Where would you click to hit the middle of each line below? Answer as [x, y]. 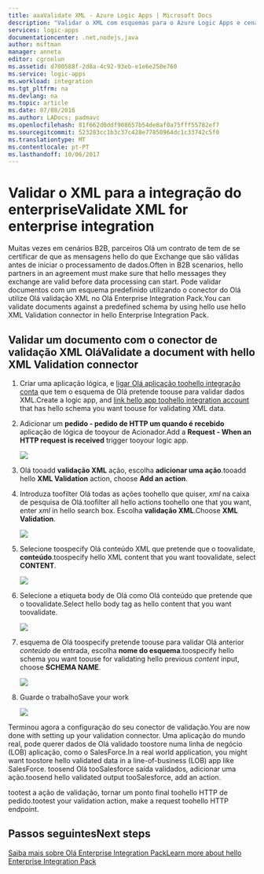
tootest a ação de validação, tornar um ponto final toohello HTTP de [118, 792]
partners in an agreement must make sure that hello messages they [117, 274]
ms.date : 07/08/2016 [42, 111]
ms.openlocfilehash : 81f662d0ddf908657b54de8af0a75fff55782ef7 [114, 125]
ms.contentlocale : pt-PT [49, 147]
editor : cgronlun [37, 60]
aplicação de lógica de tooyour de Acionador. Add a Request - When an [135, 432]
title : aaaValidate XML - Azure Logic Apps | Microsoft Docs [110, 15]
